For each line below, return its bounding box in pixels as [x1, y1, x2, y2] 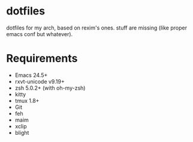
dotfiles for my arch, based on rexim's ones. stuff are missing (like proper [6, 24, 188, 31]
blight [14, 129, 29, 136]
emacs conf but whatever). [6, 30, 73, 37]
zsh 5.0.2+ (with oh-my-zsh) [14, 84, 86, 91]
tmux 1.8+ [14, 97, 40, 104]
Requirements [6, 52, 78, 66]
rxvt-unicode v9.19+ [14, 78, 65, 85]
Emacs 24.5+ [14, 71, 48, 79]
